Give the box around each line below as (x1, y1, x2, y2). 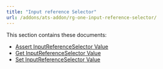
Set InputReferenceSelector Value (15, 56, 101, 63)
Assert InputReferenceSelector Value (15, 43, 109, 50)
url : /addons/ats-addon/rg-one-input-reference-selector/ (6, 15, 157, 21)
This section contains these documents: (6, 31, 107, 38)
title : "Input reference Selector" (6, 8, 97, 15)
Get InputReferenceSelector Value (15, 49, 101, 56)
